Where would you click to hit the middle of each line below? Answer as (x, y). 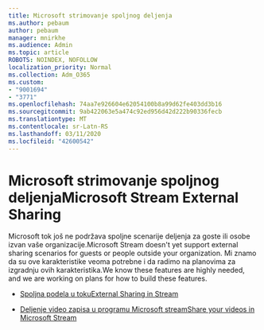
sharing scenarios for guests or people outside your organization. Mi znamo (132, 253)
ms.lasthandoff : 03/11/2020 (55, 134)
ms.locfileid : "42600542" (51, 141)
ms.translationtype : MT (48, 119)
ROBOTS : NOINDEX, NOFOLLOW (53, 60)
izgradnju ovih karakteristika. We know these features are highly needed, (126, 270)
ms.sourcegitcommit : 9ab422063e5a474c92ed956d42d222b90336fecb (115, 112)
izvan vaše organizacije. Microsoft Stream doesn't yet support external (123, 245)
